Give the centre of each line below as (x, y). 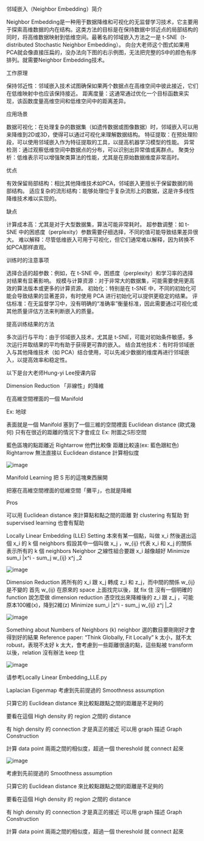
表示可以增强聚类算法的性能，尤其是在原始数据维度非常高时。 (105, 157)
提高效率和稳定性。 (46, 360)
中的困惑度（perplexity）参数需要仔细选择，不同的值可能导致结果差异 (105, 232)
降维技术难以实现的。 (33, 199)
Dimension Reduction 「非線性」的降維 (55, 386)
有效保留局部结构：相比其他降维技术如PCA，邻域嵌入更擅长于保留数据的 (97, 183)
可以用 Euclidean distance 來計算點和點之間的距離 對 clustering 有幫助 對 (98, 515)
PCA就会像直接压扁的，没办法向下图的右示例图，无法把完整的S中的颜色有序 (101, 52)
